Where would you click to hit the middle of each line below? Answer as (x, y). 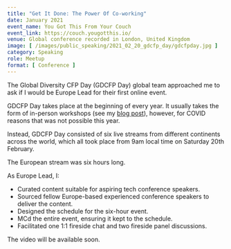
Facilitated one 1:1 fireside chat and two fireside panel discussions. (112, 225)
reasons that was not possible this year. (64, 120)
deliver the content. (45, 204)
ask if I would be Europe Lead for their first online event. (87, 92)
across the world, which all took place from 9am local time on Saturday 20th (116, 141)
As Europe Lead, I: (34, 175)
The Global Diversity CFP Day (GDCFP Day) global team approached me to (113, 85)
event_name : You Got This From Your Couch (69, 26)
